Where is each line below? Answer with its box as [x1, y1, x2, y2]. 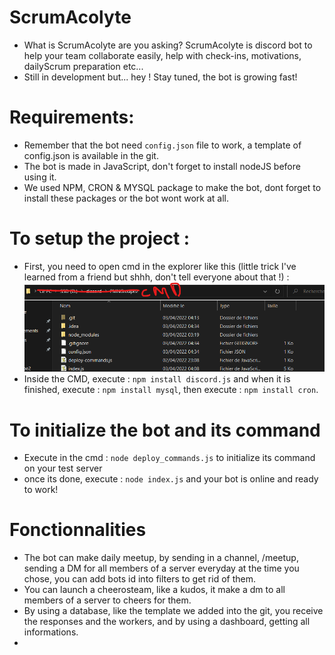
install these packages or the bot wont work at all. [23, 192, 229, 204]
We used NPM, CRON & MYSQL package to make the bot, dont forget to [23, 181, 322, 193]
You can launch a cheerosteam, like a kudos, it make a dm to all [23, 584, 286, 596]
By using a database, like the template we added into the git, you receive [23, 605, 324, 617]
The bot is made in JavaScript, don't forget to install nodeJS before [23, 160, 301, 172]
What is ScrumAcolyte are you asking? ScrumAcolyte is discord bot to [23, 39, 313, 51]
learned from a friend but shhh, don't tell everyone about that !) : [23, 271, 290, 283]
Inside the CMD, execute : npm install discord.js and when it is [23, 373, 291, 385]
